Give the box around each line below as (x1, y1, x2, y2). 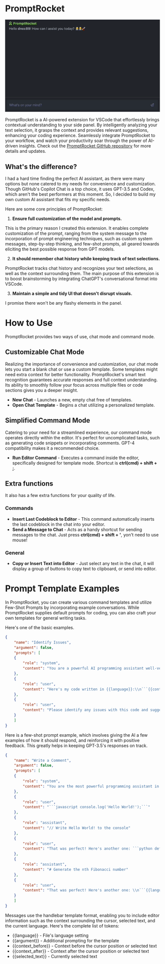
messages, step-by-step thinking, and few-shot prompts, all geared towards (5, 241, 160, 247)
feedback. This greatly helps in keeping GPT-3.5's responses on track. (5, 743, 148, 749)
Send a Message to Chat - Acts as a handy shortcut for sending (12, 526, 142, 533)
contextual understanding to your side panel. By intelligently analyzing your (5, 122, 158, 128)
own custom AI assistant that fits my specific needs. (5, 197, 110, 202)
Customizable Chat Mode (5, 348, 84, 357)
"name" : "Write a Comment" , (14, 758, 71, 763)
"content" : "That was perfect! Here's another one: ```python (23, 846, 153, 851)
